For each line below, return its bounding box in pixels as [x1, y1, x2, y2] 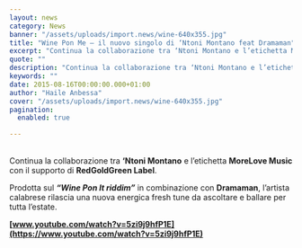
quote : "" [9, 55, 47, 64]
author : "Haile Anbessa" [9, 88, 102, 97]
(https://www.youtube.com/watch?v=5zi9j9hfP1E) [9, 228, 204, 239]
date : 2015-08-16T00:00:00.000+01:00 [9, 80, 151, 89]
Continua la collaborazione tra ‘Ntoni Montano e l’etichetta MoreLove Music [9, 155, 293, 166]
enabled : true [17, 113, 70, 122]
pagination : [9, 105, 54, 114]
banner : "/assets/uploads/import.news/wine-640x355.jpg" [9, 30, 227, 39]
